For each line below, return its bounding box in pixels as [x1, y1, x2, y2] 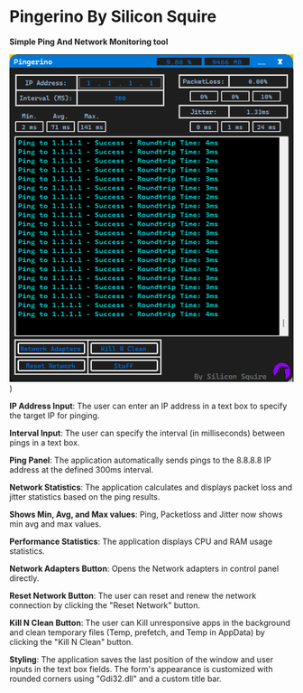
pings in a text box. [9, 436, 80, 448]
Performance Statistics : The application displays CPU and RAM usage [9, 536, 273, 547]
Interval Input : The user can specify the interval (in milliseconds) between [9, 427, 286, 438]
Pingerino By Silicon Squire [9, 6, 217, 27]
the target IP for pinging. [9, 409, 100, 421]
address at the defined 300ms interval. [9, 464, 154, 475]
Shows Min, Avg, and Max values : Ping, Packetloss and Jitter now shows [9, 509, 283, 520]
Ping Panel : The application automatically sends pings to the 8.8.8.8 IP [9, 454, 272, 465]
